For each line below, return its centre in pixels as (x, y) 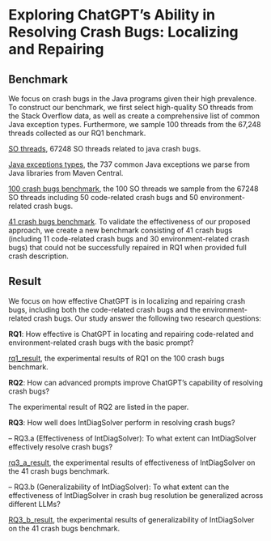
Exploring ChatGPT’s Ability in (112, 15)
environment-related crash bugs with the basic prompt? (101, 343)
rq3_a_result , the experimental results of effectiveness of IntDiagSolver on (132, 462)
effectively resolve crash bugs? (61, 446)
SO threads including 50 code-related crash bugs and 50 (104, 197)
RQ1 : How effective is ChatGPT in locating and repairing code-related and (131, 334)
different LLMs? (34, 504)
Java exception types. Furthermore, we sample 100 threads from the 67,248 (135, 124)
